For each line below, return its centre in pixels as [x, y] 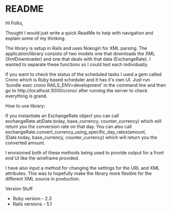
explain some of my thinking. [35, 38]
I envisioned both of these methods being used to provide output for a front [85, 152]
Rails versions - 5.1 [32, 204]
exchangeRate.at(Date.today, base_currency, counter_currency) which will [83, 121]
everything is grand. [26, 96]
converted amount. [25, 143]
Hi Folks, [15, 23]
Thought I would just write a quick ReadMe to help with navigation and [79, 33]
